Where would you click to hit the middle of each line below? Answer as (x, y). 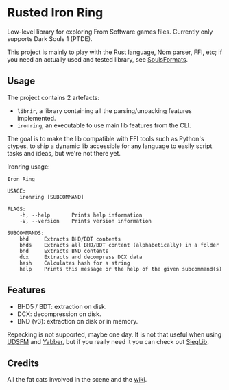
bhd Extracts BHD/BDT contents (70, 239)
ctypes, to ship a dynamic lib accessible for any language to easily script (110, 146)
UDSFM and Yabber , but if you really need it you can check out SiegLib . (108, 341)
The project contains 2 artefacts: (53, 97)
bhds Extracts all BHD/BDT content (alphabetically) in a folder (119, 245)
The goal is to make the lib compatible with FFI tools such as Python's (106, 138)
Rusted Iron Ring (55, 13)
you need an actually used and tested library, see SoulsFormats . (98, 59)
